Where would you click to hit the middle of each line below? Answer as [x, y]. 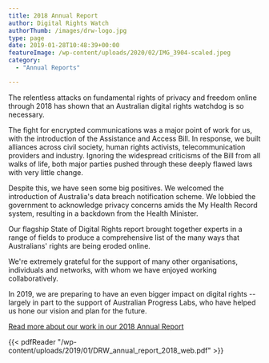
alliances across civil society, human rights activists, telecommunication [127, 147]
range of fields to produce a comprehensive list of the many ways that [124, 237]
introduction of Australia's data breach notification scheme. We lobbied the [132, 196]
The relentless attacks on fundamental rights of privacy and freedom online [133, 98]
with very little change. [46, 172]
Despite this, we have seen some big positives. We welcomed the [116, 188]
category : [25, 61]
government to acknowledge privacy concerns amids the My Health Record [133, 205]
